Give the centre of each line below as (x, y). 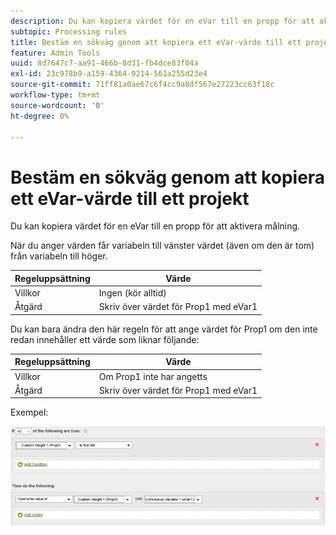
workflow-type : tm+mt (55, 95)
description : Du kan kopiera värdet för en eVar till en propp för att (162, 21)
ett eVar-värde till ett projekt (130, 198)
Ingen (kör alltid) (132, 293)
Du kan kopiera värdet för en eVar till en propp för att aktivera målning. (155, 226)
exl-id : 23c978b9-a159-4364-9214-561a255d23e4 (109, 74)
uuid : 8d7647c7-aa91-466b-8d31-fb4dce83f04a (104, 63)
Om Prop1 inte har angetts (153, 376)
